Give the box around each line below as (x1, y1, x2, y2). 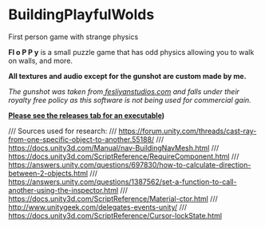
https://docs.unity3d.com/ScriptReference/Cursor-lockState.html (8, 210, 222, 220)
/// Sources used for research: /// (8, 126, 117, 136)
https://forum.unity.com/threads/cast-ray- (118, 126, 257, 136)
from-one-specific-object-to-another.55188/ (8, 134, 155, 144)
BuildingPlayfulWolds (8, 6, 155, 24)
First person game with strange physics (8, 32, 139, 41)
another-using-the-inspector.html (8, 185, 119, 195)
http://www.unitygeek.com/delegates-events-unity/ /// (8, 202, 188, 212)
